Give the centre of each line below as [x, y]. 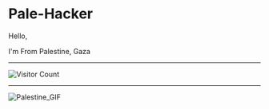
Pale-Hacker [51, 14]
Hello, [18, 36]
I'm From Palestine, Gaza [49, 51]
